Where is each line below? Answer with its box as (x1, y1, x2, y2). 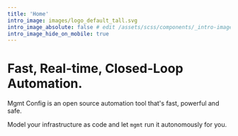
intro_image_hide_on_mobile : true (7, 30, 110, 38)
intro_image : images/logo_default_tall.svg (7, 17, 138, 24)
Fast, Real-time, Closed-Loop (7, 61, 183, 76)
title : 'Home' (7, 10, 50, 18)
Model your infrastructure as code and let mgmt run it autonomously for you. (7, 120, 227, 129)
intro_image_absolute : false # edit (7, 23, 115, 30)
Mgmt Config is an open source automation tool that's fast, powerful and (7, 99, 220, 108)
